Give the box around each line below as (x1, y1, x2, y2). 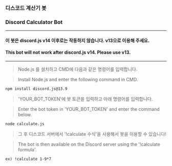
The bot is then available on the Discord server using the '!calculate (17, 141, 160, 148)
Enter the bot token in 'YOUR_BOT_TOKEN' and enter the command (17, 106, 160, 112)
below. (17, 111, 32, 118)
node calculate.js (5, 122, 45, 127)
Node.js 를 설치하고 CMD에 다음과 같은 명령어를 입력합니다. (17, 66, 138, 73)
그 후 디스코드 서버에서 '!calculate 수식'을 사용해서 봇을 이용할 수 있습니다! (17, 131, 166, 137)
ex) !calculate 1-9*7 (5, 157, 52, 162)
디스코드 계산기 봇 (5, 4, 47, 11)
